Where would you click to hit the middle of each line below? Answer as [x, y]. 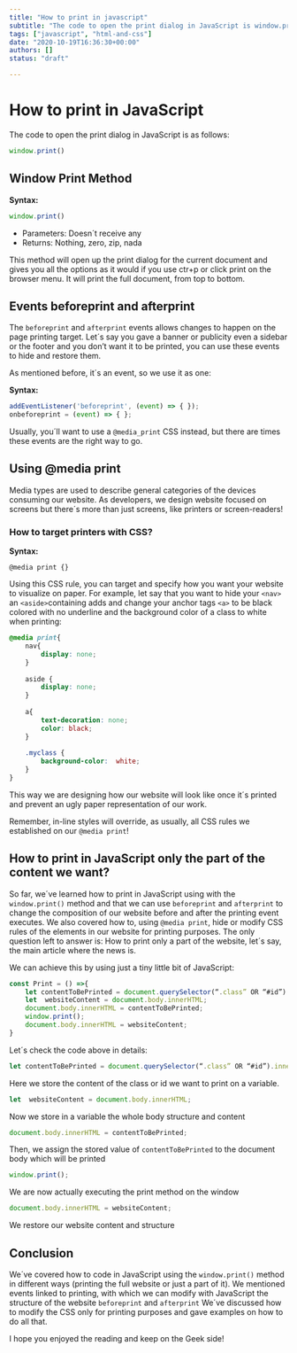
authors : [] [31, 51]
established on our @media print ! [69, 830]
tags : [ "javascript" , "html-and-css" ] [80, 34]
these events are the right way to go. [76, 441]
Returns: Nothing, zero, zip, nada [82, 242]
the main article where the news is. [73, 950]
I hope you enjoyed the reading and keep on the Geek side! [117, 1339]
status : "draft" [39, 58]
